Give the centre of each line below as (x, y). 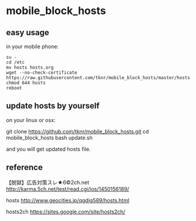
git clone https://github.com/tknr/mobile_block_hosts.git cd (77, 131)
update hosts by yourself (53, 106)
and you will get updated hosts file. (48, 149)
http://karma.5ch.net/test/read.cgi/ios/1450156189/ (68, 189)
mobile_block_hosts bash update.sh (49, 137)
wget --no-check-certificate (42, 73)
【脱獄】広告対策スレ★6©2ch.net (48, 182)
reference (24, 167)
